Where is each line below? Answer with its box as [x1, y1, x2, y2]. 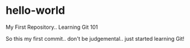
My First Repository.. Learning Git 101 [5, 23, 98, 31]
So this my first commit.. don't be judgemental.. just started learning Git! [5, 35, 185, 42]
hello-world [5, 4, 66, 17]
